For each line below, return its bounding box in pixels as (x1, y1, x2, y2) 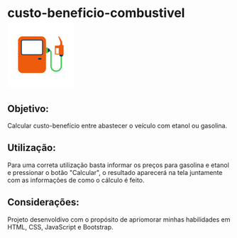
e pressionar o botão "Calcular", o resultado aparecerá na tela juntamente (7, 168, 223, 176)
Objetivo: (7, 103, 50, 115)
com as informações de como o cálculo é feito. (7, 176, 145, 184)
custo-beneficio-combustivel (7, 5, 185, 21)
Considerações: (7, 196, 79, 208)
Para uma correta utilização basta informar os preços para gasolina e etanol (7, 161, 229, 169)
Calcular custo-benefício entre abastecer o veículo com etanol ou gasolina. (7, 122, 228, 130)
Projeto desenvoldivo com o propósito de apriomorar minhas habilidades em (7, 215, 231, 224)
